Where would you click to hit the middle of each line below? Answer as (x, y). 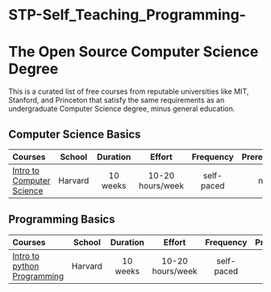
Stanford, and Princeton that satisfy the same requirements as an (117, 100)
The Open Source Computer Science (133, 52)
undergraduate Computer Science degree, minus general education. (122, 109)
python (26, 266)
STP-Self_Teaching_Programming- (127, 15)
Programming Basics (62, 220)
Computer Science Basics (75, 134)
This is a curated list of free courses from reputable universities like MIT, (129, 91)
